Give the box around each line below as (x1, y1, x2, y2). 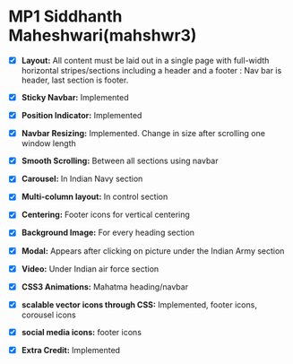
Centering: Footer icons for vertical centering (21, 209, 190, 221)
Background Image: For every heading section (21, 227, 194, 238)
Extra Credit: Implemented (21, 344, 121, 355)
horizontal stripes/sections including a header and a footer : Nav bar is (21, 65, 282, 75)
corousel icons (21, 309, 77, 320)
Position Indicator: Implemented (21, 110, 142, 121)
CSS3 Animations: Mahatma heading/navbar (21, 281, 189, 292)
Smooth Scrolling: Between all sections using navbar (21, 155, 219, 167)
